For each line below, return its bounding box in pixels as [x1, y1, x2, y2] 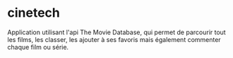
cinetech [7, 5, 60, 21]
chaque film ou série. [7, 43, 69, 51]
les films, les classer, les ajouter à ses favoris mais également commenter [7, 35, 221, 43]
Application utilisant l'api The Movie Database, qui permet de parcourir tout [7, 28, 226, 36]
